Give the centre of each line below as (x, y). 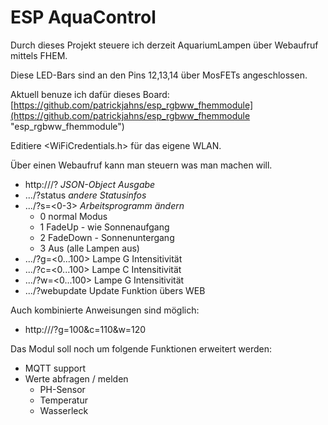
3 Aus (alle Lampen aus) (89, 248)
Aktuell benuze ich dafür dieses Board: (90, 94)
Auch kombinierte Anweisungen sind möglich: (105, 310)
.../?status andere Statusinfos (85, 195)
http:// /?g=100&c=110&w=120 (85, 329)
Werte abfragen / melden (76, 378)
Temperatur (63, 400)
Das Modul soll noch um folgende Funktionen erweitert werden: (141, 348)
